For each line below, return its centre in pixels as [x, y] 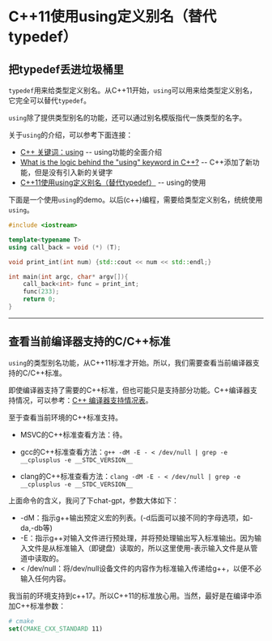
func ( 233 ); [41, 292]
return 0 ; [40, 299]
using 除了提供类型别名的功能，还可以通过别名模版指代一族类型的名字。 [127, 118]
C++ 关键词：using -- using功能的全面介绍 [91, 152]
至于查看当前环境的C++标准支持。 [66, 417]
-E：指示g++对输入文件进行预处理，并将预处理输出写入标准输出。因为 [137, 538]
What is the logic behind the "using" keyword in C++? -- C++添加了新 [136, 162]
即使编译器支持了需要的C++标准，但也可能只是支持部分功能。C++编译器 [130, 390]
